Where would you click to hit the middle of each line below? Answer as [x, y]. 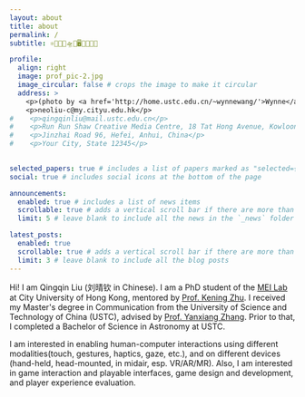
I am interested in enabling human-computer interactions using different [144, 344]
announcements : [38, 193]
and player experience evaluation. [73, 382]
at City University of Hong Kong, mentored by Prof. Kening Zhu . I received [148, 297]
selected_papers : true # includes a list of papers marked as [129, 169]
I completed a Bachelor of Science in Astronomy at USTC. [118, 326]
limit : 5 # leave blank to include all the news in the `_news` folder [156, 218]
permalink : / [34, 34]
